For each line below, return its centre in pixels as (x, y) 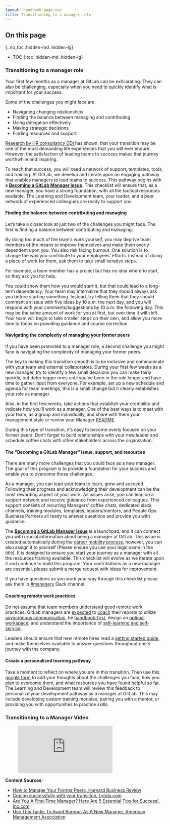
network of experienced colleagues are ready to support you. (69, 201)
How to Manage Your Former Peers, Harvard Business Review (77, 790)
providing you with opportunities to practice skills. (57, 704)
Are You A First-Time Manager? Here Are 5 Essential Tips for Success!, (86, 801)
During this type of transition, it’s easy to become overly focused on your (81, 430)
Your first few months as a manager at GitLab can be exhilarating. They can (84, 81)
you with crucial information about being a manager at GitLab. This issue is (83, 537)
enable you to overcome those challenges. (49, 474)
